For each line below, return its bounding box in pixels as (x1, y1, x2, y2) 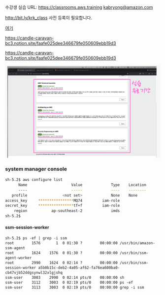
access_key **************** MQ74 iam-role (5, 198, 120, 203)
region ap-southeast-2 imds (14, 208, 120, 213)
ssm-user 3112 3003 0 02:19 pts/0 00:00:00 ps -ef (5, 280, 133, 285)
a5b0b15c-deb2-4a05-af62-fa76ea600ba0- (38, 265, 120, 270)
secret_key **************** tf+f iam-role (5, 203, 120, 208)
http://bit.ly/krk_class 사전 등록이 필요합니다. (5, 15, 93, 21)
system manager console (5, 165, 67, 172)
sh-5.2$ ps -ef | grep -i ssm (5, 236, 67, 241)
